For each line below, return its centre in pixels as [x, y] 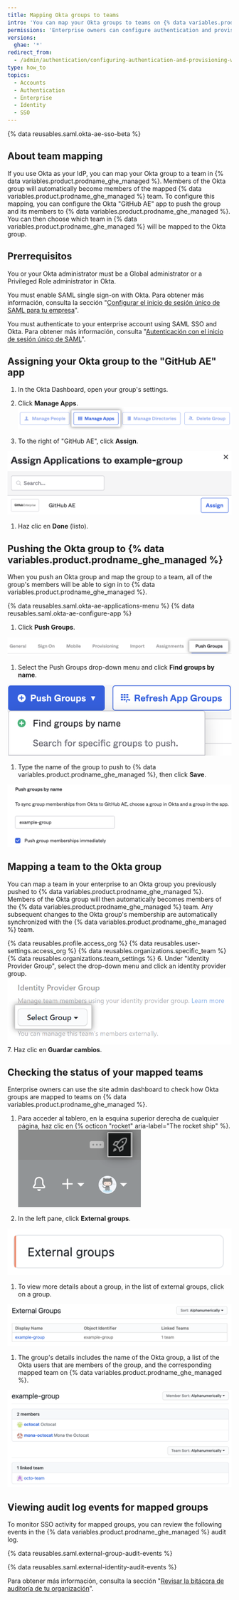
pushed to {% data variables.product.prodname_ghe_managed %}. [106, 891]
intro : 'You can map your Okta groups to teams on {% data [97, 22]
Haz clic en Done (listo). [53, 526]
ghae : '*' [28, 45]
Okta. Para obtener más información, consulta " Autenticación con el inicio [116, 331]
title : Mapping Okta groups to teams [63, 15]
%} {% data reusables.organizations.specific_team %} [147, 950]
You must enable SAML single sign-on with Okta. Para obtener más [106, 295]
